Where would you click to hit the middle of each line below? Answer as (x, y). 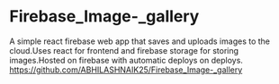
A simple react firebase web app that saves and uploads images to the (139, 41)
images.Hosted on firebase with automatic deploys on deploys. (126, 60)
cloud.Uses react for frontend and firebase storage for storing (124, 50)
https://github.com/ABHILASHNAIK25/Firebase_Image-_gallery (126, 70)
